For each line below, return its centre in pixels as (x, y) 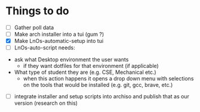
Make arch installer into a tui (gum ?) (59, 34)
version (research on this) (46, 103)
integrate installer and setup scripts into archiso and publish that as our (101, 97)
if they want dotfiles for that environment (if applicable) (91, 66)
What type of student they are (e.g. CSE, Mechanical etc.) (85, 72)
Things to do (37, 11)
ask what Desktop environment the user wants (71, 60)
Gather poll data (34, 27)
